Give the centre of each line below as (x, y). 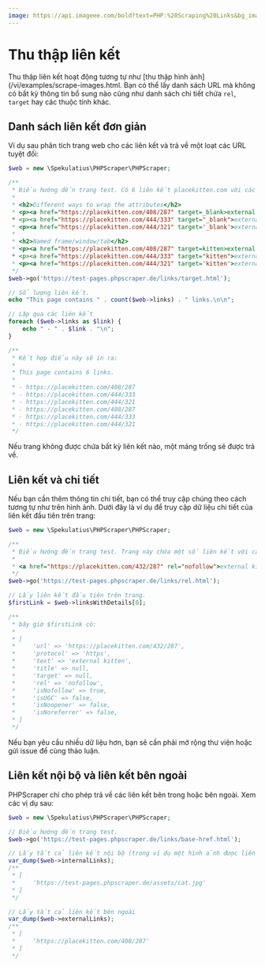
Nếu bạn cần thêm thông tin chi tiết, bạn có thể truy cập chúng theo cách (127, 499)
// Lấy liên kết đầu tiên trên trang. (77, 595)
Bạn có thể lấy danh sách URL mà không (189, 85)
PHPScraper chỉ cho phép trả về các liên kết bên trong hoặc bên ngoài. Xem (132, 795)
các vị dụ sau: (31, 803)
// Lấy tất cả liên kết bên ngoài (72, 912)
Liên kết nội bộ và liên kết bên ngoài (98, 776)
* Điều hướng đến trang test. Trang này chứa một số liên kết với (130, 551)
